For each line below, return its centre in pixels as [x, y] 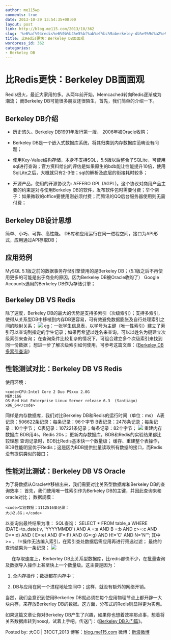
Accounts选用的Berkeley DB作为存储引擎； [50, 283]
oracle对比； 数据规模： [31, 497]
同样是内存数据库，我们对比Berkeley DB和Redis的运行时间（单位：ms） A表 [85, 415]
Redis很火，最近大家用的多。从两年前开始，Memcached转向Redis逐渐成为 [83, 94]
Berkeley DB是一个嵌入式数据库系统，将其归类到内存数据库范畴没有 [83, 143]
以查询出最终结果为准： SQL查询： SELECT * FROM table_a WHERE [76, 523]
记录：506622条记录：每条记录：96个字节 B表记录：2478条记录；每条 [79, 422]
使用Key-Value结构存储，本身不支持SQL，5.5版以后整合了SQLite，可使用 [89, 160]
